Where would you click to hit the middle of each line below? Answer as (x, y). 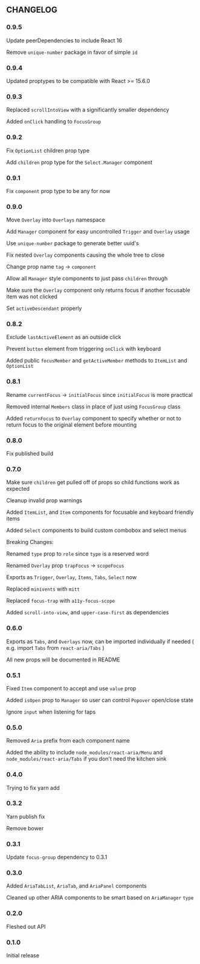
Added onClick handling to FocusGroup (54, 122)
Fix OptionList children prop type (48, 150)
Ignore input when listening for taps (51, 712)
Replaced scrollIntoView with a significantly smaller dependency (88, 110)
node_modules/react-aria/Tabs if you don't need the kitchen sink (87, 759)
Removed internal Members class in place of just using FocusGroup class (93, 406)
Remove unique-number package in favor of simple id (72, 52)
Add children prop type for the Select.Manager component (79, 162)
